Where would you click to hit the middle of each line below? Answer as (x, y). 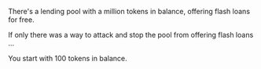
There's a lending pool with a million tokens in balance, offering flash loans (129, 11)
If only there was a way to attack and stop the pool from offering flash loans (131, 35)
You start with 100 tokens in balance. (68, 58)
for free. (21, 20)
